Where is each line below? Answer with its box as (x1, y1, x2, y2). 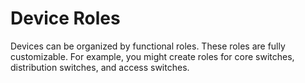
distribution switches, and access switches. (10, 61, 190, 73)
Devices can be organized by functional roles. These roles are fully (10, 40, 286, 52)
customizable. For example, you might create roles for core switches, (10, 50, 295, 62)
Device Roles (10, 7, 121, 30)
